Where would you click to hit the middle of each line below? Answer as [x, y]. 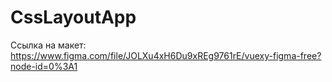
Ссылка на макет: [48, 45]
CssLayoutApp [73, 17]
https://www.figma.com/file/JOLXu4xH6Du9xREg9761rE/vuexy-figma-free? [166, 55]
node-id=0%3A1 [44, 66]
